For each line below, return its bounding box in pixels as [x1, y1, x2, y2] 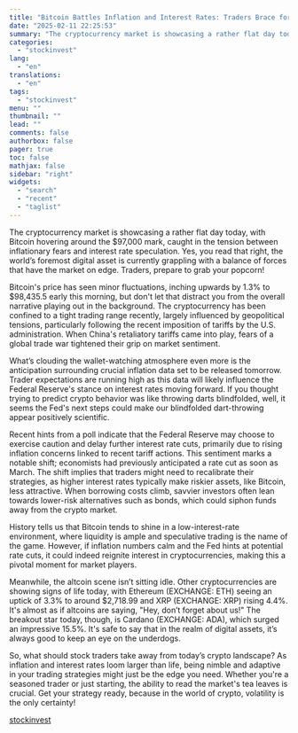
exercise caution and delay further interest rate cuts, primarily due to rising [9, 438, 283, 448]
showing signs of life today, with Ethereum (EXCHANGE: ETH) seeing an [9, 586, 272, 597]
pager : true [9, 144, 53, 153]
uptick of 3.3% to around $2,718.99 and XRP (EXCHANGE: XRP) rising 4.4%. [9, 595, 288, 605]
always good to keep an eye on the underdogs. [9, 633, 181, 643]
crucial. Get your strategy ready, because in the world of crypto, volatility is [9, 688, 285, 698]
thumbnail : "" [9, 112, 62, 121]
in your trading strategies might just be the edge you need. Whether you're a [9, 668, 289, 679]
